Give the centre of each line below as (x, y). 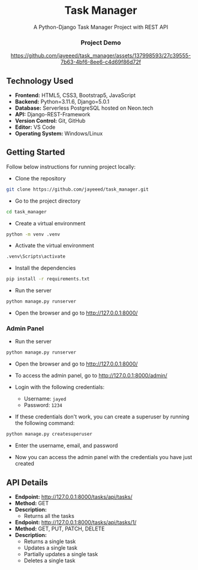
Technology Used (40, 81)
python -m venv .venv (33, 234)
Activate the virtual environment (54, 246)
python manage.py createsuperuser (49, 434)
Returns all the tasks (49, 515)
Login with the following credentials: (60, 387)
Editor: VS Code (35, 127)
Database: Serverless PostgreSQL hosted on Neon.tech (84, 108)
